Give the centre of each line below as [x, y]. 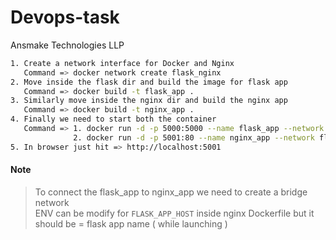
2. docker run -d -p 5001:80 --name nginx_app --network [194, 137]
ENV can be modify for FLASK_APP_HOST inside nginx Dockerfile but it [174, 213]
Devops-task [65, 17]
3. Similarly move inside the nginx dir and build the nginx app [149, 101]
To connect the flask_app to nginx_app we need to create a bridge [171, 192]
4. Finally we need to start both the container [113, 119]
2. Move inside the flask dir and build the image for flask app [149, 82]
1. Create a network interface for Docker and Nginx [122, 63]
